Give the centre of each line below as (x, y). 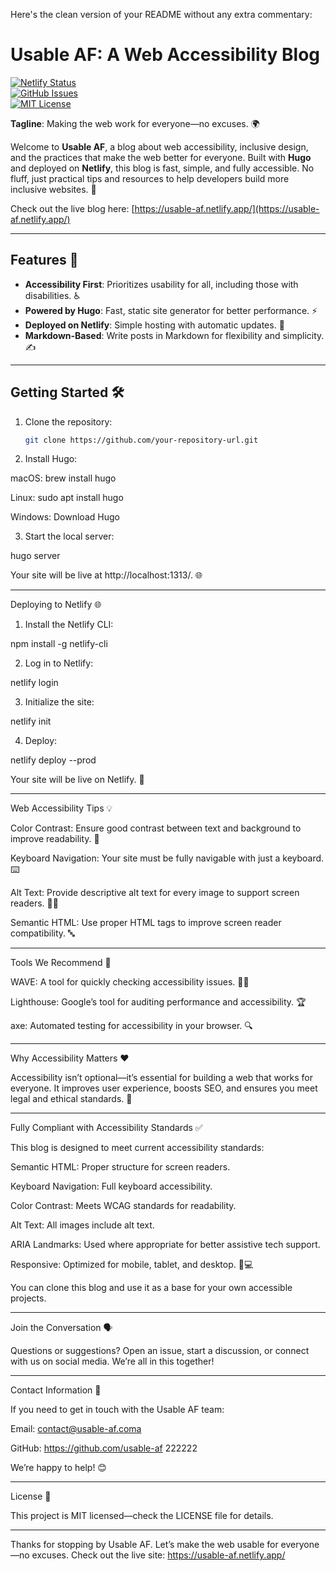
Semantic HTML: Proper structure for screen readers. (120, 1167)
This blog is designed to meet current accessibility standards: (137, 1148)
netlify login (34, 683)
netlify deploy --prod (53, 760)
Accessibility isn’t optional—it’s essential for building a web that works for (162, 1078)
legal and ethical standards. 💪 (71, 1099)
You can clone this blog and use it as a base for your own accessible (151, 1288)
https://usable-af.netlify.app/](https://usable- (227, 208)
